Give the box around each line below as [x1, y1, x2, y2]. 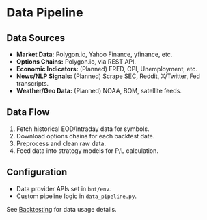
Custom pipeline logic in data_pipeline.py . [16, 192, 137, 200]
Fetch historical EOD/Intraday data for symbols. [16, 125, 150, 133]
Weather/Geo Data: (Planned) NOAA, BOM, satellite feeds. [16, 87, 182, 95]
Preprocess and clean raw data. [16, 139, 107, 147]
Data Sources [6, 32, 66, 44]
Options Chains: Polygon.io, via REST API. [16, 58, 137, 66]
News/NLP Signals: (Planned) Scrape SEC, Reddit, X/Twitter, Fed [16, 72, 201, 80]
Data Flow [6, 106, 50, 118]
